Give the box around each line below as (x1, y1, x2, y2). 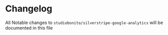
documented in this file (5, 24, 53, 30)
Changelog (5, 3, 52, 14)
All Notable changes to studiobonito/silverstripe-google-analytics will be (5, 19, 163, 25)
